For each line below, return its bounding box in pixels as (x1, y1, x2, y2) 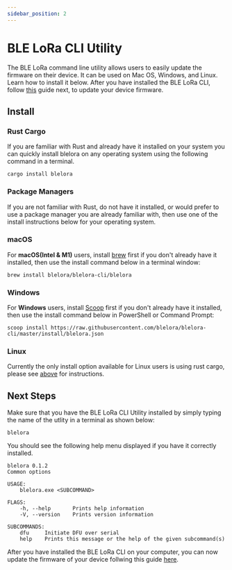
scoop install (7, 325, 49, 332)
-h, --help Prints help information (19, 505, 144, 512)
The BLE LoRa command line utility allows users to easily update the (7, 63, 203, 72)
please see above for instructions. (7, 370, 105, 378)
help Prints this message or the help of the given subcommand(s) (19, 536, 226, 543)
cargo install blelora (7, 171, 73, 178)
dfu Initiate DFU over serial (19, 530, 119, 537)
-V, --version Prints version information (19, 511, 154, 518)
